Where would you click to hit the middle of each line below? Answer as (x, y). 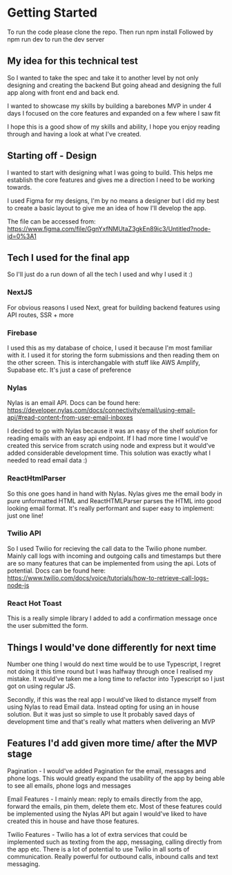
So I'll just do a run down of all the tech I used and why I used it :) (100, 274)
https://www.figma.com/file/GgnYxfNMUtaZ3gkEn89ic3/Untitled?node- (109, 228)
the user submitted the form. (48, 626)
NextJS (20, 292)
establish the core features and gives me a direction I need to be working (111, 180)
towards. (20, 187)
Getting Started (52, 13)
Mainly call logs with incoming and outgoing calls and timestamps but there (114, 556)
